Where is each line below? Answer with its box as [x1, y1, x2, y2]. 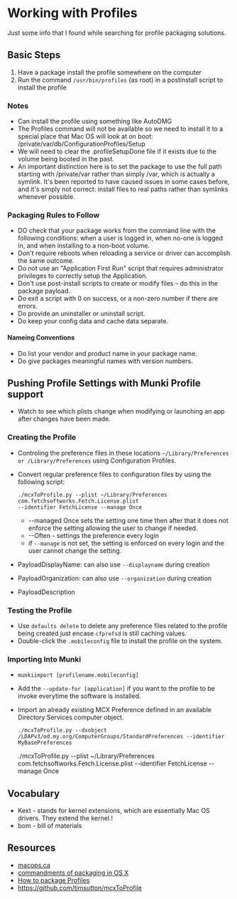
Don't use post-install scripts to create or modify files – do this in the [17, 279, 219, 288]
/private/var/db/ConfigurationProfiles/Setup [17, 140, 145, 149]
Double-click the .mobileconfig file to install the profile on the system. [17, 636, 223, 645]
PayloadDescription [17, 588, 76, 596]
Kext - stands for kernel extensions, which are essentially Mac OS [17, 807, 211, 815]
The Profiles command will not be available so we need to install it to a [17, 124, 224, 133]
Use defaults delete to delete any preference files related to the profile [17, 621, 228, 630]
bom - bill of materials [17, 822, 82, 830]
